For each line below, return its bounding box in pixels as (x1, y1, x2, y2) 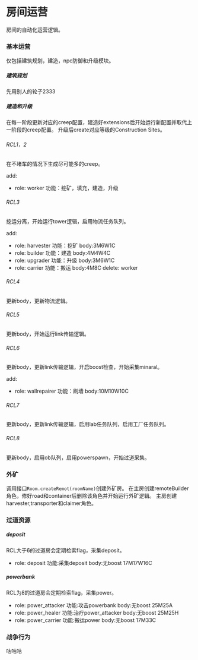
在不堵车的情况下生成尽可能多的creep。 (6, 160, 104, 168)
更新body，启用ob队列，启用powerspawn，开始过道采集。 (6, 454, 150, 461)
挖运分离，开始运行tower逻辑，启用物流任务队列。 (6, 217, 129, 225)
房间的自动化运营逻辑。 (6, 26, 63, 33)
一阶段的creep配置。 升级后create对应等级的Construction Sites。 (6, 126, 166, 134)
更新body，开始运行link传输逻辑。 (6, 330, 90, 337)
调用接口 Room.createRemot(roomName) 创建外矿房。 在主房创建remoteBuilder (6, 485, 189, 492)
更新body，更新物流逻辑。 (6, 297, 71, 304)
